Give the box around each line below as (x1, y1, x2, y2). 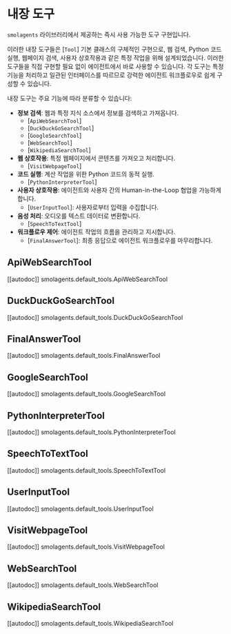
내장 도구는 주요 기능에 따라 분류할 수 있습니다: (7, 94, 132, 102)
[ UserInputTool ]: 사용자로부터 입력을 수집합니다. (27, 203, 159, 211)
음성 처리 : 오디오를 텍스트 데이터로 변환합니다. (17, 212, 141, 220)
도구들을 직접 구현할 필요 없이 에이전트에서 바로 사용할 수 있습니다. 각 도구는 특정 (7, 62, 224, 70)
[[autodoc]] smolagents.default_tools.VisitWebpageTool (7, 542, 165, 551)
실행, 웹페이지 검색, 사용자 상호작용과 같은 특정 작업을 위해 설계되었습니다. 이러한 (7, 53, 224, 62)
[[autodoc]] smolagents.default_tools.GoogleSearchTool (7, 390, 166, 398)
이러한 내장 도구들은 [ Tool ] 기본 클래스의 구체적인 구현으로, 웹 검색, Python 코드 (7, 45, 222, 53)
